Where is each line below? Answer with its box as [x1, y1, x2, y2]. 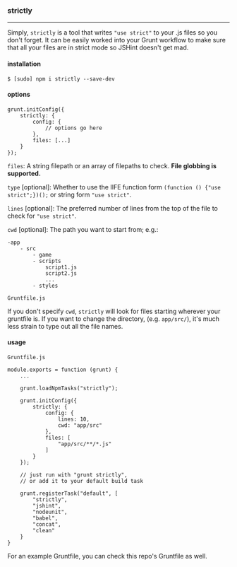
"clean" [32, 527, 55, 534]
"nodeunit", [32, 508, 68, 515]
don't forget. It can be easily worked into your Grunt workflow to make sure [7, 36, 226, 45]
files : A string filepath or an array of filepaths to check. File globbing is [7, 161, 217, 170]
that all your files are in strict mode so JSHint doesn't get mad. [7, 43, 189, 52]
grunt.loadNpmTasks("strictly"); [20, 385, 119, 392]
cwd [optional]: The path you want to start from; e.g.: [7, 225, 159, 233]
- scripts [32, 257, 61, 264]
